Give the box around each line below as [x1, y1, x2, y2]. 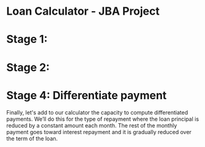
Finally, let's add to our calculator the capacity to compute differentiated [6, 108, 188, 116]
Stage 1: [6, 32, 48, 47]
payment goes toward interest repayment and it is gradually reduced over [6, 128, 192, 135]
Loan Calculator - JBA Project [6, 4, 160, 18]
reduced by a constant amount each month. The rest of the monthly [6, 121, 177, 129]
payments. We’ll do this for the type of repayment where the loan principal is [6, 115, 199, 123]
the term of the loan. [6, 135, 58, 142]
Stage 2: [6, 60, 50, 74]
